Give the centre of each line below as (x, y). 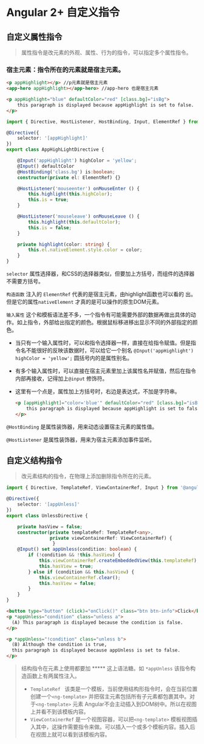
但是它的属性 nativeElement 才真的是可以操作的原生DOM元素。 (84, 302)
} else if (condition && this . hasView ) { (81, 572)
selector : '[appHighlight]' (53, 138)
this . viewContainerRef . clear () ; (80, 577)
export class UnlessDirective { (47, 515)
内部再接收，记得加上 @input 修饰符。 (61, 379)
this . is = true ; (49, 200)
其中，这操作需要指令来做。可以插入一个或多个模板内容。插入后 (115, 727)
